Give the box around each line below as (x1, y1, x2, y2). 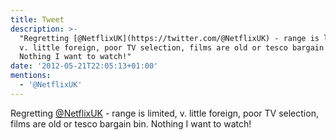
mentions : (10, 71, 52, 81)
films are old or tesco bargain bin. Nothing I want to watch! (10, 117, 252, 130)
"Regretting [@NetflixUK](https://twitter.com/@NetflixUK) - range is (19, 33, 320, 43)
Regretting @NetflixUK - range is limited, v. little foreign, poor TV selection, (10, 107, 319, 119)
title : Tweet (10, 14, 65, 25)
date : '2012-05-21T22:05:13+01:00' (10, 61, 159, 71)
